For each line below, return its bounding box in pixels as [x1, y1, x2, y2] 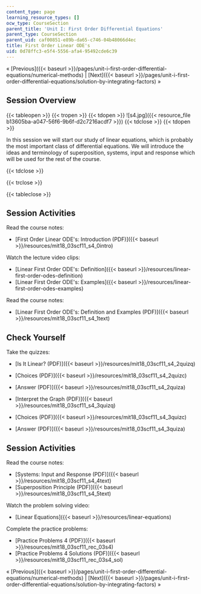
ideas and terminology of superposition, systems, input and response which [6, 149, 195, 156]
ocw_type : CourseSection [6, 20, 69, 26]
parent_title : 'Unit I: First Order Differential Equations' [6, 25, 164, 32]
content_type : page [6, 8, 56, 15]
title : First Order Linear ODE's [6, 43, 91, 49]
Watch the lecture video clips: [6, 254, 80, 261]
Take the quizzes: [6, 349, 50, 356]
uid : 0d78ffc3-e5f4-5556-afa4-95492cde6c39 [6, 48, 118, 54]
